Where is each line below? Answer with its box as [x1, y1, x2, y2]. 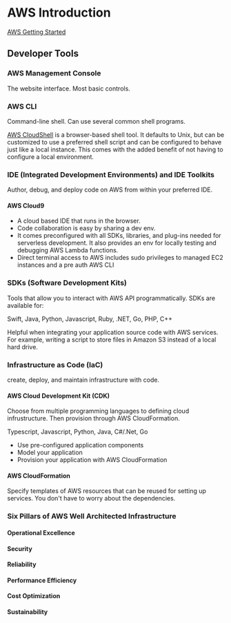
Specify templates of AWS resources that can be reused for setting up [7, 487, 207, 495]
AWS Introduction [7, 5, 112, 21]
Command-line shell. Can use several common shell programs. [7, 117, 186, 125]
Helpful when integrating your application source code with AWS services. [7, 328, 219, 336]
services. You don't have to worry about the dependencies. [7, 494, 176, 503]
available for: [7, 301, 44, 309]
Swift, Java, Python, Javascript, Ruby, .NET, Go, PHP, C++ [7, 315, 173, 323]
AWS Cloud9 [7, 201, 45, 210]
